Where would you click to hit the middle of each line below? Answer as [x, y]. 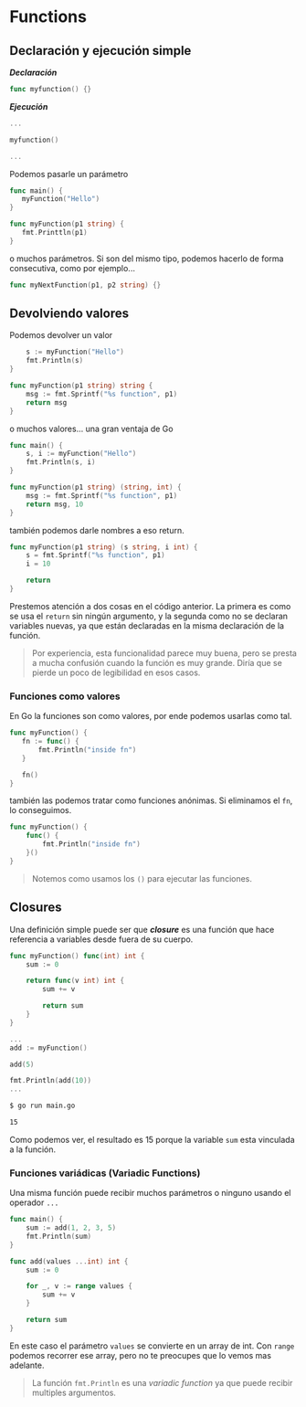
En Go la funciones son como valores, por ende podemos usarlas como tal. [151, 716]
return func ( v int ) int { [75, 981]
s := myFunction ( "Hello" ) [75, 352]
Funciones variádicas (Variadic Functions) [105, 1173]
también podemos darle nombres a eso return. [97, 530]
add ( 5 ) [22, 1064]
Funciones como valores [65, 696]
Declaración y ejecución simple [100, 51]
